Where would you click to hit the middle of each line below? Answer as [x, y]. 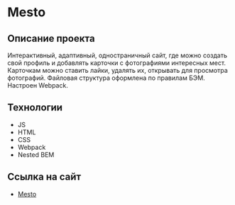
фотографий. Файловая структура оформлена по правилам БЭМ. [106, 78]
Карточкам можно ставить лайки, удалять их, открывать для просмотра [118, 70]
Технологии [35, 108]
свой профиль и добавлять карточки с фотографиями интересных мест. [116, 63]
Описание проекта [51, 39]
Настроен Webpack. [38, 85]
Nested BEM [36, 154]
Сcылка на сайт [44, 177]
